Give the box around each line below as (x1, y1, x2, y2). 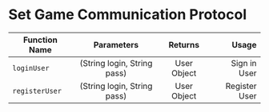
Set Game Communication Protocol (8, 6, 247, 24)
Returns (168, 39, 200, 50)
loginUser (12, 64, 50, 72)
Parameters (93, 39, 139, 50)
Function (22, 34, 58, 45)
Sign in (231, 57, 257, 68)
